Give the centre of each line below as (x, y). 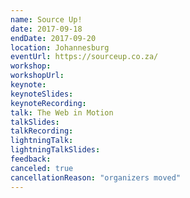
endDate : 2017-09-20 (53, 38)
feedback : (31, 159)
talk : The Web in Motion (62, 112)
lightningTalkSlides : (55, 150)
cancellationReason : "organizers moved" (96, 177)
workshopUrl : (37, 76)
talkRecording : (42, 131)
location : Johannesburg (60, 47)
